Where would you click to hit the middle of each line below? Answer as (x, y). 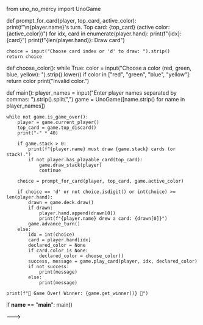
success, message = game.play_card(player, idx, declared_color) (113, 261)
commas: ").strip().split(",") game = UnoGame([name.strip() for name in (96, 99)
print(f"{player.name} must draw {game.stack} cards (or (102, 149)
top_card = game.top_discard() (57, 128)
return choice (24, 57)
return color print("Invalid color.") (48, 81)
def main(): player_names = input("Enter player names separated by (91, 93)
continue (50, 170)
